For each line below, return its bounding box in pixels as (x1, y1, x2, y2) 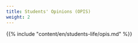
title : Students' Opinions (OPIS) (6, 8, 91, 15)
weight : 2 (6, 14, 31, 20)
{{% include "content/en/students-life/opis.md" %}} (6, 30, 133, 37)
